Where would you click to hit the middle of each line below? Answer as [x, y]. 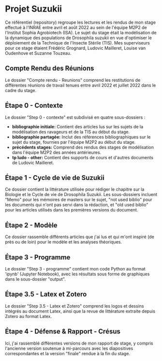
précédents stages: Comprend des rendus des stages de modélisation [83, 147]
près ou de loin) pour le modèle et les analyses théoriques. [64, 242]
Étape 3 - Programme [38, 257]
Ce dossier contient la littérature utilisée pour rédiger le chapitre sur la [75, 189]
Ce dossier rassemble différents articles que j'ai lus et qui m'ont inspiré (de [80, 237]
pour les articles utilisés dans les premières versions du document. [72, 210]
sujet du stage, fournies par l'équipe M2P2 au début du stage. [74, 142]
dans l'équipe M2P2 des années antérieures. [57, 152]
